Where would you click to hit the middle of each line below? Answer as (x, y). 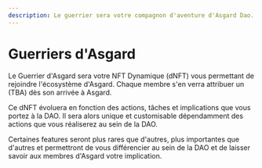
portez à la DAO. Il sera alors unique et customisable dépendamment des (126, 116)
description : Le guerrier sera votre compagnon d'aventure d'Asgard (122, 15)
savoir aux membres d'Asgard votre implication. (85, 155)
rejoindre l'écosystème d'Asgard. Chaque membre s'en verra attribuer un (126, 84)
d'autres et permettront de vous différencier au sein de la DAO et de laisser (129, 147)
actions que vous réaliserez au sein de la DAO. (83, 124)
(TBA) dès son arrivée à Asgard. (60, 92)
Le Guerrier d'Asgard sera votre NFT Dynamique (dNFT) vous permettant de (131, 76)
